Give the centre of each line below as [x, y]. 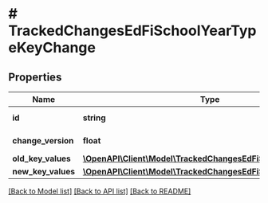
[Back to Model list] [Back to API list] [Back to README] [100, 191]
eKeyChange [52, 48]
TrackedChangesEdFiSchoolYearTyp [132, 31]
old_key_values [42, 158]
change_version [43, 141]
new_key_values [44, 172]
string [94, 118]
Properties [35, 77]
